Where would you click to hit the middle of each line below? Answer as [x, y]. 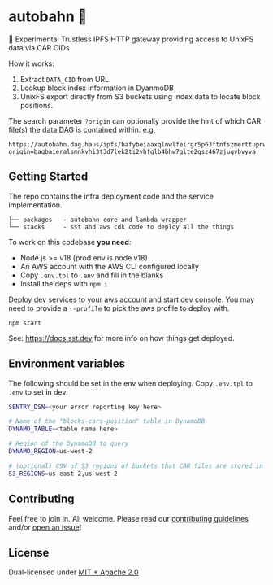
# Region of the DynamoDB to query [69, 444]
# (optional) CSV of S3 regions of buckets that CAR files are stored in [136, 466]
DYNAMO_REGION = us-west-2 [50, 452]
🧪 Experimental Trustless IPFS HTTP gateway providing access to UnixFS [131, 39]
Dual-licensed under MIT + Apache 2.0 [74, 572]
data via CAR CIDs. [40, 47]
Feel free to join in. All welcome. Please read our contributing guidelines [129, 518]
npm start [25, 323]
